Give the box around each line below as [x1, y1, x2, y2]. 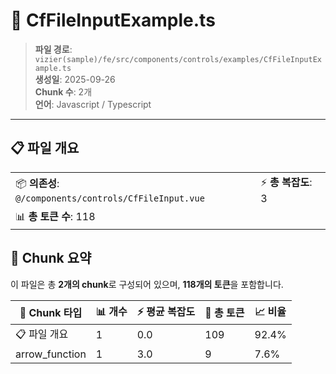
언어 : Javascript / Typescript [34, 98, 152, 110]
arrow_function [15, 347, 87, 361]
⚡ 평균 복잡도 [136, 304, 196, 318]
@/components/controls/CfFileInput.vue [15, 192, 205, 204]
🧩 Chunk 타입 [19, 306, 83, 320]
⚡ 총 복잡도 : [260, 175, 313, 189]
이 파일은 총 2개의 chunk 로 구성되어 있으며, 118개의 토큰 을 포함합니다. [10, 278, 284, 290]
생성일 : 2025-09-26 [34, 73, 116, 85]
